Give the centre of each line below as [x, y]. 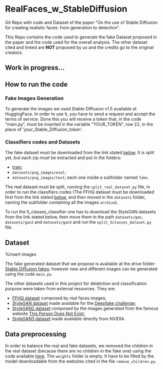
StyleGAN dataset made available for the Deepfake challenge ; [74, 303]
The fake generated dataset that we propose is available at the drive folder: [80, 264]
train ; [17, 167]
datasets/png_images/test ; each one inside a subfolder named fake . [81, 177]
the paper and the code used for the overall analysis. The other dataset [76, 42]
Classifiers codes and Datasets [43, 142]
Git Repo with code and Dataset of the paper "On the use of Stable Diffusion [81, 22]
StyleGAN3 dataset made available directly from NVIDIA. [69, 319]
